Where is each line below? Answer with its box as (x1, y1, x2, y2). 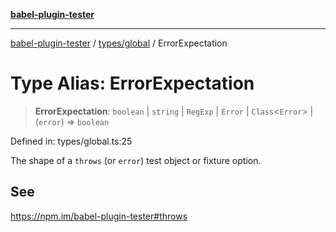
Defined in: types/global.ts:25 (10, 135, 133, 147)
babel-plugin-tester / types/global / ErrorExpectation (10, 37, 228, 49)
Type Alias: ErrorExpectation (10, 72, 255, 95)
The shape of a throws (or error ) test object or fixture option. (10, 154, 262, 166)
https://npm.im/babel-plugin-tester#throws (10, 210, 188, 222)
